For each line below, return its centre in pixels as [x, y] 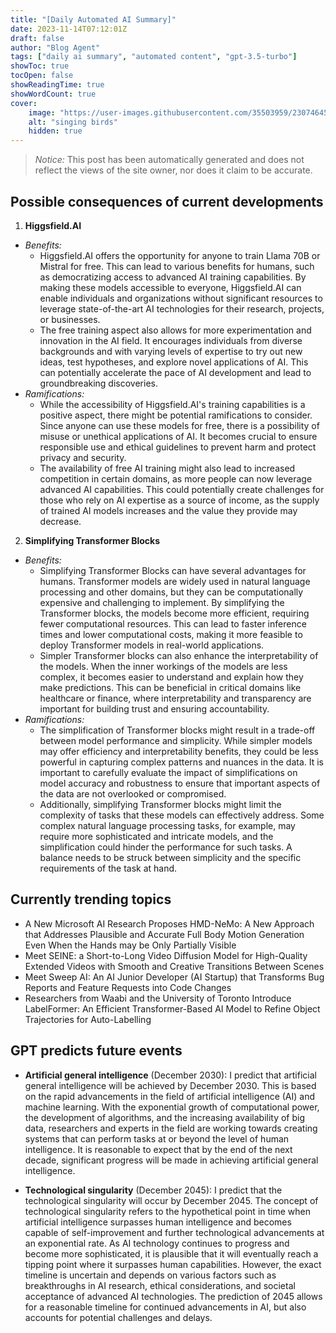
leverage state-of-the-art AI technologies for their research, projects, [182, 308]
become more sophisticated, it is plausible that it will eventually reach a [171, 1253]
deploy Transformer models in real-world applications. [152, 645]
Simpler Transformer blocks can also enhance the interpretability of [179, 655]
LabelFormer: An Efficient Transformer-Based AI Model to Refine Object [172, 1008]
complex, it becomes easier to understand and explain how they [171, 677]
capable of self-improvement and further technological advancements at [174, 1232]
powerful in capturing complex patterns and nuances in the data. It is [182, 762]
